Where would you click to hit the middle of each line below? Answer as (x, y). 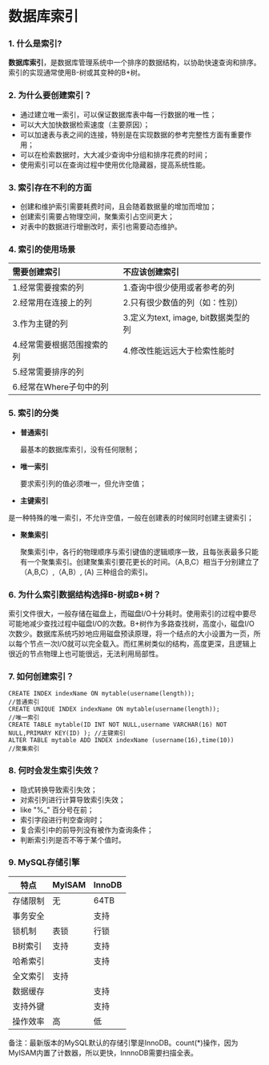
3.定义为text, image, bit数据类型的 (187, 318)
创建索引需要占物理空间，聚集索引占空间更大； (97, 217)
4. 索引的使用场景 (42, 249)
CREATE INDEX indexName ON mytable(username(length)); (102, 694)
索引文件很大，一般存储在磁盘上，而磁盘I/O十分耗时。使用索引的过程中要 (129, 613)
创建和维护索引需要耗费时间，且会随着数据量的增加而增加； (118, 206)
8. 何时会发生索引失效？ (54, 770)
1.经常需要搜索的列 (48, 288)
